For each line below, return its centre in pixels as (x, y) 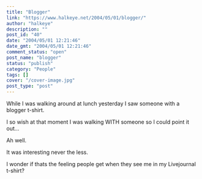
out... (13, 128)
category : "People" (31, 69)
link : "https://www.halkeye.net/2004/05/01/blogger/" (77, 18)
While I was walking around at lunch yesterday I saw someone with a (93, 104)
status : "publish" (30, 63)
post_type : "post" (30, 86)
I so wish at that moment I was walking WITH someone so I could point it (98, 122)
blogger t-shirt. (25, 110)
